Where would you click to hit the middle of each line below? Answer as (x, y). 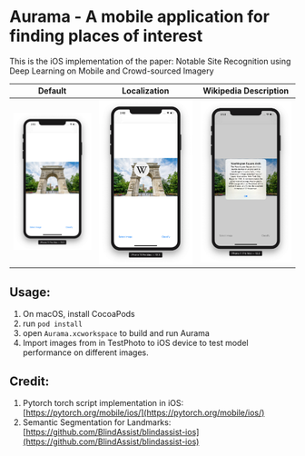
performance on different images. (85, 352)
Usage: (30, 292)
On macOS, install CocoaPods (79, 314)
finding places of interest (106, 36)
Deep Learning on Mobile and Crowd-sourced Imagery (112, 71)
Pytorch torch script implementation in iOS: (103, 402)
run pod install (53, 323)
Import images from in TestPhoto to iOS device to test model (135, 343)
